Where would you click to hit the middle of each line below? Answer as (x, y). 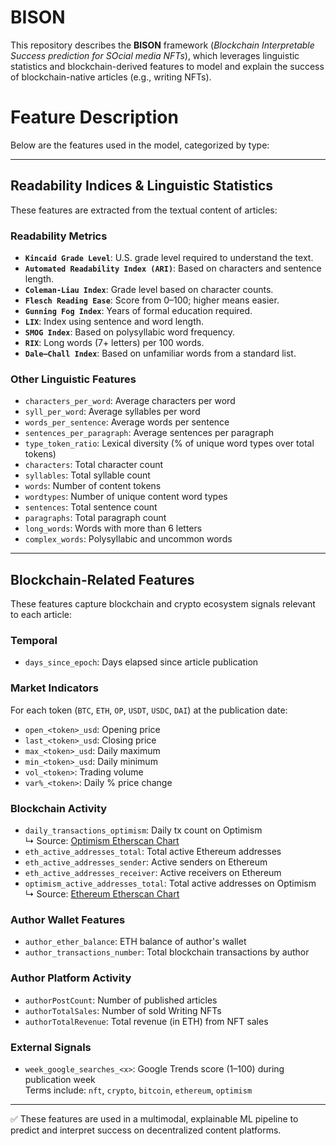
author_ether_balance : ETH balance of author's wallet (135, 942)
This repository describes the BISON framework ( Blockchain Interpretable (162, 45)
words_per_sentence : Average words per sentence (127, 422)
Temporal (34, 641)
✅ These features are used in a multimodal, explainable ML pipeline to (154, 1118)
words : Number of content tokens (93, 486)
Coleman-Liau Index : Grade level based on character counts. (149, 289)
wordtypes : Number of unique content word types (126, 497)
